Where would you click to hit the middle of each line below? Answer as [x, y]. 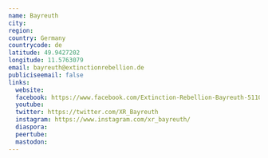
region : [21, 30]
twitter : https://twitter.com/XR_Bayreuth [87, 113]
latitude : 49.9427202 [44, 53]
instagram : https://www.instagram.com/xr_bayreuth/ [103, 120]
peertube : [32, 134]
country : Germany [37, 38]
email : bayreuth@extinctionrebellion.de [77, 68]
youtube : [30, 105]
